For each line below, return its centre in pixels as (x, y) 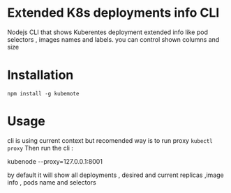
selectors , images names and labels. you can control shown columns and (113, 39)
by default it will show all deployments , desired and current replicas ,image (116, 175)
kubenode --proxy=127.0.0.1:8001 (55, 161)
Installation (40, 75)
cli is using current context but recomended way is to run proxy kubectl (110, 140)
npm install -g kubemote (43, 93)
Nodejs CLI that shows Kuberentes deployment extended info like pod (107, 32)
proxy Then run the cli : (40, 148)
